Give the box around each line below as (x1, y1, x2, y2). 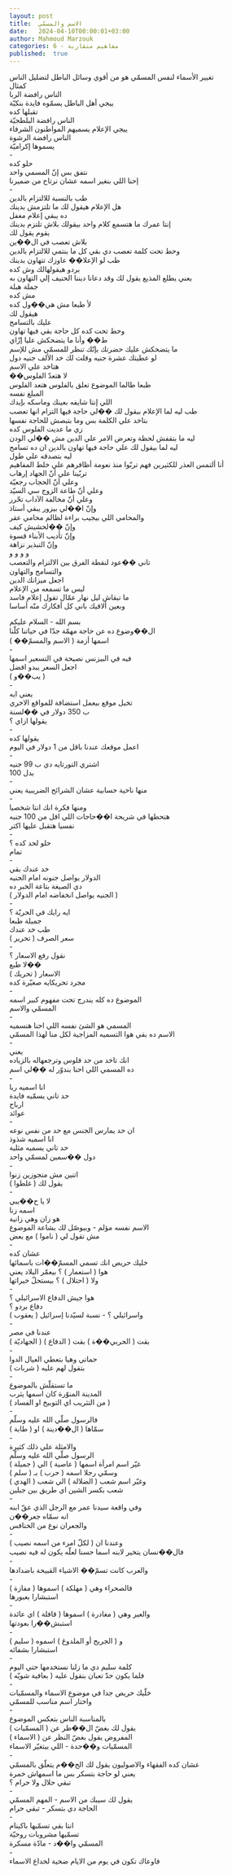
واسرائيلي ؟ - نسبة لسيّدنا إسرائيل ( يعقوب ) (9, 1310, 143, 1319)
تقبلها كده (9, 107, 38, 116)
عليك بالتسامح (9, 317, 52, 326)
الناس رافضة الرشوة (9, 133, 72, 142)
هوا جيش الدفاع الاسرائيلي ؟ (9, 1293, 94, 1302)
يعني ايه (9, 689, 33, 698)
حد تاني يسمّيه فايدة (9, 1091, 70, 1100)
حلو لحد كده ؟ (9, 838, 51, 847)
